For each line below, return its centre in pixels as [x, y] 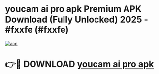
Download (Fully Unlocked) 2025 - [77, 19]
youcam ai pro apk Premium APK [73, 9]
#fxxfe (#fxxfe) [37, 30]
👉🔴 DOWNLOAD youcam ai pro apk [79, 64]
